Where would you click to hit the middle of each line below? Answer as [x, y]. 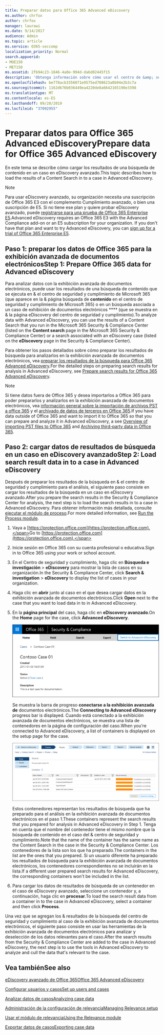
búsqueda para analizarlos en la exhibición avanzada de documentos [75, 355]
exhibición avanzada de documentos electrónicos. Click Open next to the [85, 598]
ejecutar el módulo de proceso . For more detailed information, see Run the [79, 513]
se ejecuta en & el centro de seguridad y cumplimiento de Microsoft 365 [78, 294]
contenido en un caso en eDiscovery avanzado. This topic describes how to [81, 173]
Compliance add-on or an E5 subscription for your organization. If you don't [81, 223]
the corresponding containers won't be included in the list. [71, 876]
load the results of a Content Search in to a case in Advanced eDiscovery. [79, 178]
